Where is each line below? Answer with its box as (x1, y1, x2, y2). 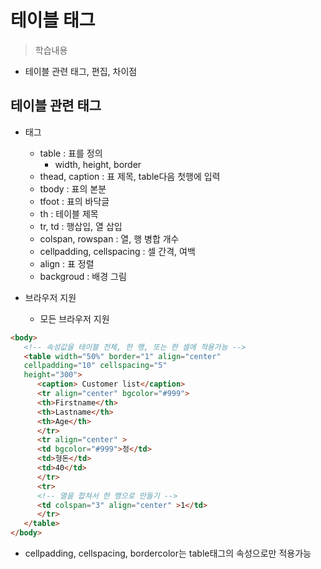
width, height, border (54, 158, 142, 170)
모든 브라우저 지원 (39, 312, 110, 325)
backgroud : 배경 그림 (39, 270, 127, 282)
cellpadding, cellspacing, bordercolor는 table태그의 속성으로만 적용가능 (24, 547, 312, 559)
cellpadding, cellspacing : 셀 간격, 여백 (39, 245, 196, 257)
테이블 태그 (10, 9, 96, 32)
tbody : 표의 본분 (39, 182, 107, 195)
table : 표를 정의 (39, 147, 103, 159)
